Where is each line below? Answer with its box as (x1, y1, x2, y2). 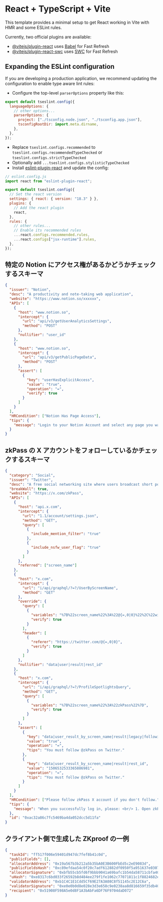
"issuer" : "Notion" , (9, 287, 51, 292)
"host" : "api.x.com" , (17, 505, 62, 509)
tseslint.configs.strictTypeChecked (12, 155, 86, 160)
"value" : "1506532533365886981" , (26, 766, 95, 771)
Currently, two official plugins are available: (5, 34, 92, 40)
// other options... (14, 108, 55, 113)
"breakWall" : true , (9, 486, 49, 491)
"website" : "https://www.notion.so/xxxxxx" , (9, 297, 101, 301)
